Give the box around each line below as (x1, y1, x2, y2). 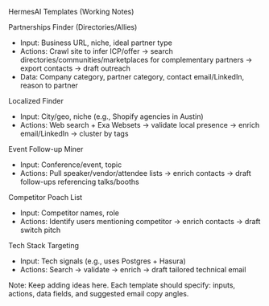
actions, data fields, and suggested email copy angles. (8, 289, 189, 298)
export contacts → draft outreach (19, 63, 131, 73)
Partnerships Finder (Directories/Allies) (8, 22, 138, 31)
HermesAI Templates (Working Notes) (8, 7, 134, 16)
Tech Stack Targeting (8, 241, 79, 250)
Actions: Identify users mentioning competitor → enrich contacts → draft (19, 217, 261, 226)
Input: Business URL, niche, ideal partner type (19, 38, 173, 47)
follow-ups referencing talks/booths (19, 177, 139, 186)
